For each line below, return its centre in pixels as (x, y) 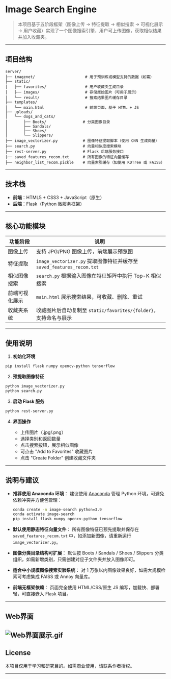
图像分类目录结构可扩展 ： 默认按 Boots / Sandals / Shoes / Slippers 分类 (88, 553)
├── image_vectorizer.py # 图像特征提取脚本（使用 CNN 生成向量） (82, 141)
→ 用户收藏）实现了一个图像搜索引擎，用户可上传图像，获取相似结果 (90, 30)
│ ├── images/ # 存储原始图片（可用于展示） (72, 92)
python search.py (24, 391)
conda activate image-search (44, 514)
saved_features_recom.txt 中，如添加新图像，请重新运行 (72, 536)
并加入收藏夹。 (33, 37)
